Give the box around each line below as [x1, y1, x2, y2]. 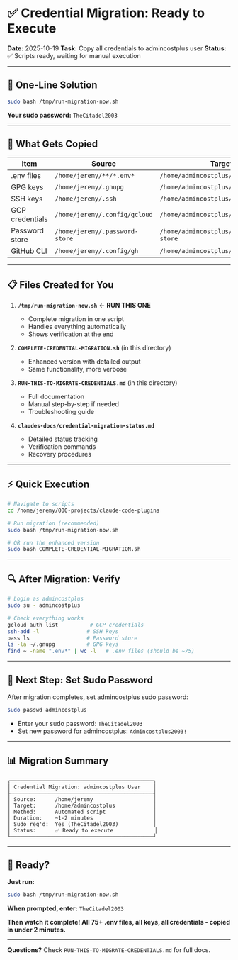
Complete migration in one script [28, 315, 124, 323]
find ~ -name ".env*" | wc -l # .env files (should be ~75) [7, 647, 195, 655]
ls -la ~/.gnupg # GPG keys [7, 641, 119, 648]
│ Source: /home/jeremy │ [7, 796, 157, 803]
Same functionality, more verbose [28, 365, 127, 374]
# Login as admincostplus [7, 596, 84, 603]
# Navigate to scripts [7, 501, 74, 508]
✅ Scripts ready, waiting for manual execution [7, 51, 141, 60]
